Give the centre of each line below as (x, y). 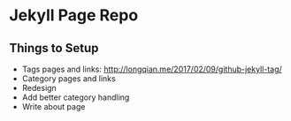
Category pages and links (69, 79)
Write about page (54, 106)
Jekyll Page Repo (74, 15)
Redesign (39, 88)
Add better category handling (76, 97)
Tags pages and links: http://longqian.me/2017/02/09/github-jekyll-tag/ (152, 69)
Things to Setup (54, 48)
